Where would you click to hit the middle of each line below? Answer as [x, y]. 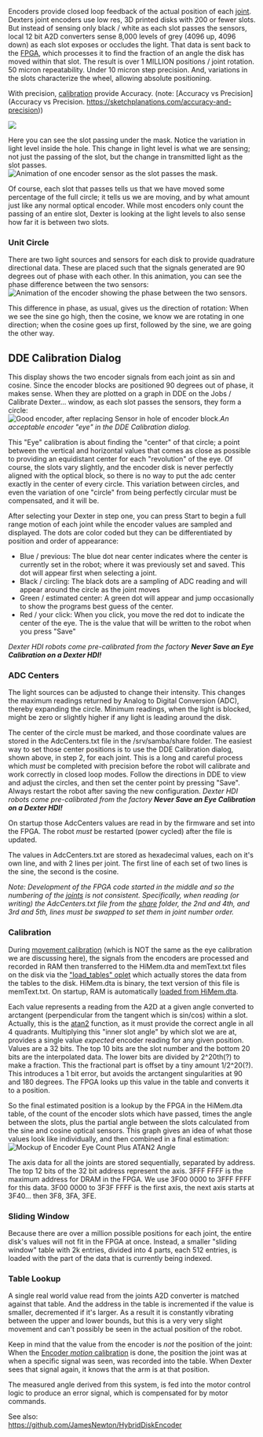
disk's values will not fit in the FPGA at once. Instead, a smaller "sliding [122, 1242]
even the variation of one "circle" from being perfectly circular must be [122, 492]
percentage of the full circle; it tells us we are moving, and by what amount [129, 197]
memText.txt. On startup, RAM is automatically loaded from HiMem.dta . [123, 991]
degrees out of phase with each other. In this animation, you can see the [125, 276]
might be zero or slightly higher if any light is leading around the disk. [120, 718]
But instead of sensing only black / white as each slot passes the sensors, [128, 28]
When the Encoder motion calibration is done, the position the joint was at [128, 1353]
